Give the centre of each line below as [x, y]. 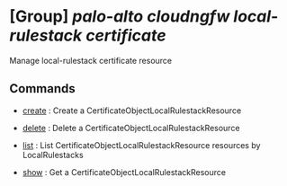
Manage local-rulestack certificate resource [91, 60]
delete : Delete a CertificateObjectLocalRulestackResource [131, 128]
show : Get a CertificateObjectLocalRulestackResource [124, 172]
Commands [43, 89]
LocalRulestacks [53, 155]
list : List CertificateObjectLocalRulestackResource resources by [141, 145]
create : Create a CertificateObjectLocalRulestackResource [132, 111]
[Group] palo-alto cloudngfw [120, 17]
